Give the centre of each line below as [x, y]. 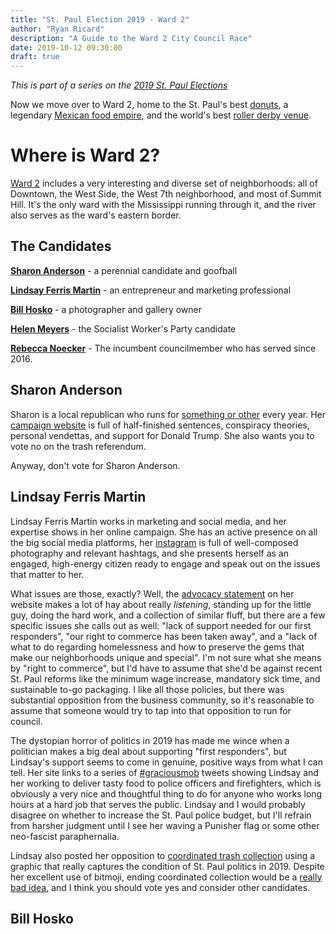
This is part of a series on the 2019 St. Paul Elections [119, 85]
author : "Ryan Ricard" [57, 29]
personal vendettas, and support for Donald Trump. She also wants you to [162, 435]
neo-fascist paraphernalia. [65, 836]
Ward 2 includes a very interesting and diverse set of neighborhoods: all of [164, 183]
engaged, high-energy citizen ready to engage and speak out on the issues [165, 563]
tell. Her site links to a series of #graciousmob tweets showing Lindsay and [164, 772]
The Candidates [61, 246]
